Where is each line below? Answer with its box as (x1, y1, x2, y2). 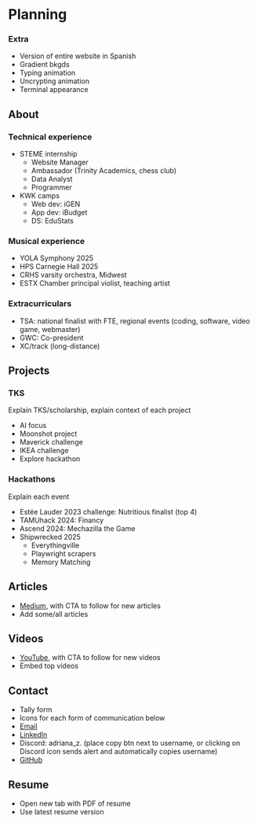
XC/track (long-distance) (19, 341, 100, 351)
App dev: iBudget (31, 208, 88, 217)
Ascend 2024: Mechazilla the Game (19, 523, 136, 533)
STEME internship (19, 149, 78, 159)
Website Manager (31, 157, 89, 167)
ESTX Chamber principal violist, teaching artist (19, 279, 170, 288)
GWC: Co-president (19, 333, 84, 342)
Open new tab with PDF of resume (19, 799, 131, 808)
